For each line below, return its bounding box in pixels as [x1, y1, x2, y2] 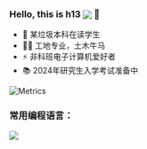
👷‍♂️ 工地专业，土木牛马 [21, 40, 106, 51]
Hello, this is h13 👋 [9, 8, 101, 20]
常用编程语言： [9, 110, 74, 122]
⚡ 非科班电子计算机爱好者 [21, 51, 116, 62]
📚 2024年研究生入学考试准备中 [21, 66, 139, 76]
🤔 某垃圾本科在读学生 [21, 29, 101, 40]
